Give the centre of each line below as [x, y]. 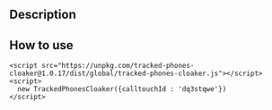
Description [43, 15]
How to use [41, 45]
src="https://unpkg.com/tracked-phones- [118, 66]
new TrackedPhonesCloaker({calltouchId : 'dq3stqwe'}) [122, 89]
